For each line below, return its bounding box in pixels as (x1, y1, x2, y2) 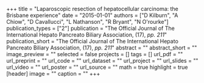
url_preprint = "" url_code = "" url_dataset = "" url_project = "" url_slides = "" (6, 57, 199, 64)
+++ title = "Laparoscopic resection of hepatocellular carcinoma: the (6, 5, 178, 12)
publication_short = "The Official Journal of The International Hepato (6, 38, 178, 45)
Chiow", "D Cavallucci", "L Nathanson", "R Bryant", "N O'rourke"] (6, 18, 169, 25)
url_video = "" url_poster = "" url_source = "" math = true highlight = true (6, 63, 188, 71)
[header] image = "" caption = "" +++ (6, 70, 100, 77)
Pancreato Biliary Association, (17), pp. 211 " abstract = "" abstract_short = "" (6, 44, 197, 51)
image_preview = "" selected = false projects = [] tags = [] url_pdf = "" (6, 51, 183, 57)
